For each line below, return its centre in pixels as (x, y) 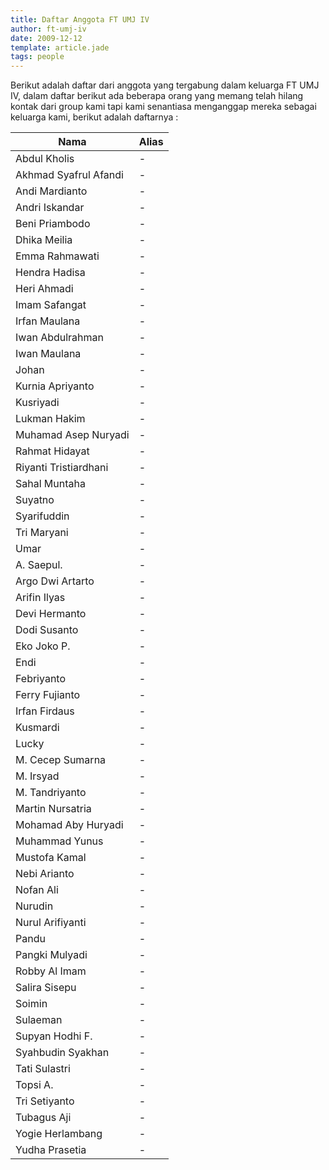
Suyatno (35, 500)
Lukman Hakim (50, 419)
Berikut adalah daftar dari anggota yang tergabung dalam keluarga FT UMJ (165, 85)
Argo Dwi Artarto (55, 581)
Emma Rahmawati (57, 256)
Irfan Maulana (48, 321)
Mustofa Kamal (51, 858)
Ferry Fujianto (48, 695)
